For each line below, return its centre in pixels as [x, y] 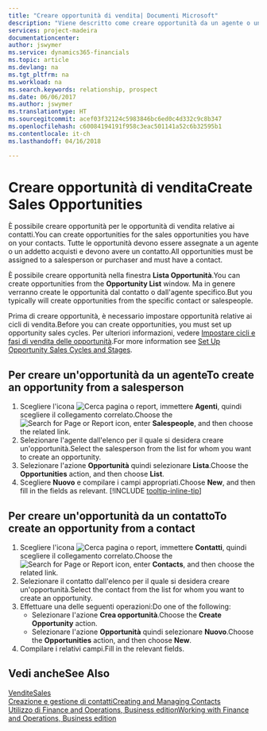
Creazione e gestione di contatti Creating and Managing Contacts [114, 701]
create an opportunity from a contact [102, 528]
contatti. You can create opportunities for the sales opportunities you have [129, 234]
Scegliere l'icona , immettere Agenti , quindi [131, 407]
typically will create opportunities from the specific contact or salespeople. [131, 301]
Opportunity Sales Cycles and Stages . [70, 350]
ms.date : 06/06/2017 [43, 97]
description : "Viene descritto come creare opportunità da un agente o [129, 23]
